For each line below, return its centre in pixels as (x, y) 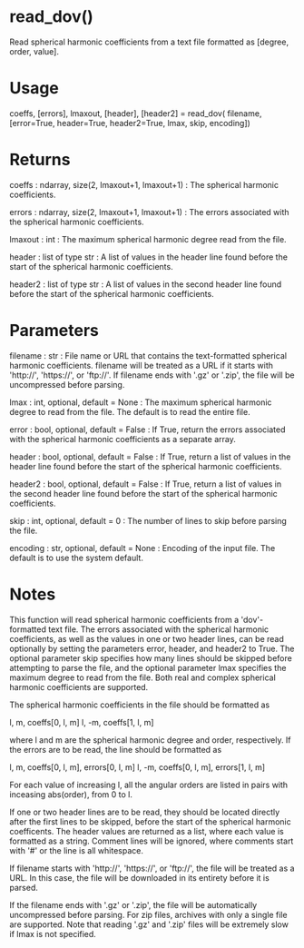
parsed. (24, 887)
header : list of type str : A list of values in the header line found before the (149, 257)
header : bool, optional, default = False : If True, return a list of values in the (150, 457)
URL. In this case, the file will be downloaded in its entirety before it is (139, 877)
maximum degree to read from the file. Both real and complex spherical (143, 677)
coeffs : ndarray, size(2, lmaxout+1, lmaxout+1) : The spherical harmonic (144, 184)
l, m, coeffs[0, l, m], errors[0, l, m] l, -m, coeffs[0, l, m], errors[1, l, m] (137, 767)
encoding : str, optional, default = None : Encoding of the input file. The (142, 548)
